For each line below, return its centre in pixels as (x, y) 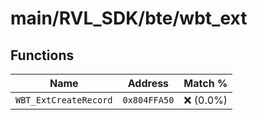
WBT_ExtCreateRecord (64, 100)
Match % (205, 83)
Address (148, 83)
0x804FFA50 (148, 100)
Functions (42, 55)
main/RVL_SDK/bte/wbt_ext (129, 18)
